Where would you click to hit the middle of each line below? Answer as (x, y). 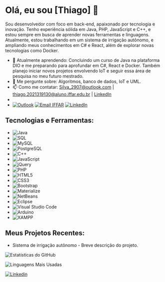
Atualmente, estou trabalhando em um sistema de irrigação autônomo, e (79, 40)
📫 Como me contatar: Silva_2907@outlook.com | (63, 87)
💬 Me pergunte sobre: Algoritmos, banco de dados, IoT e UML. (77, 81)
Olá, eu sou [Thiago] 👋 (52, 10)
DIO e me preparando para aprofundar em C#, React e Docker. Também (86, 65)
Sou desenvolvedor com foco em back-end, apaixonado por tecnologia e (80, 24)
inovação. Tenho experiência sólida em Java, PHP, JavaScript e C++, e (78, 29)
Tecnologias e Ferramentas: (50, 121)
